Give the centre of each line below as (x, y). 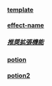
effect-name (26, 25)
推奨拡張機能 (25, 42)
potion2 (19, 75)
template (20, 10)
